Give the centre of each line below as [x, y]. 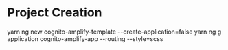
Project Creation [55, 13]
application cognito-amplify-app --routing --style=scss [85, 38]
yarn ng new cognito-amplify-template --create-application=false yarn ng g [114, 32]
